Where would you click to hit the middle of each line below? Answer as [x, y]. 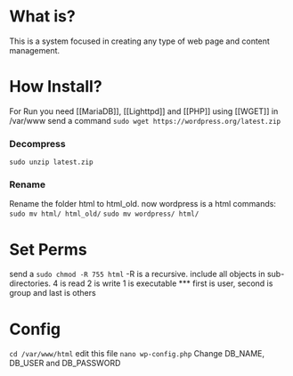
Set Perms [48, 249]
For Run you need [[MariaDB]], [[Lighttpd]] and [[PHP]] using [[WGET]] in [144, 111]
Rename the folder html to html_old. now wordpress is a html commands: [142, 204]
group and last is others [53, 293]
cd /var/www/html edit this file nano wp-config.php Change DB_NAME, [137, 354]
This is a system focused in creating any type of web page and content [139, 41]
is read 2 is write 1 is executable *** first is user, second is [167, 283]
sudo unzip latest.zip [51, 162]
